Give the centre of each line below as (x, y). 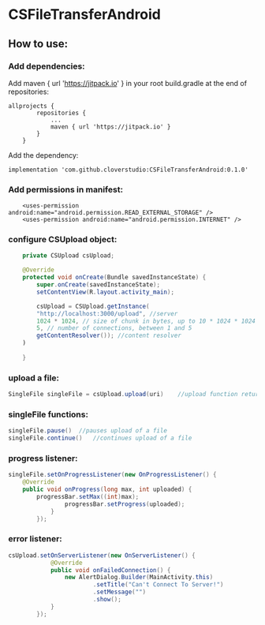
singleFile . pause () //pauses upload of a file (88, 431)
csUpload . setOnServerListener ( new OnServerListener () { (102, 555)
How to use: (38, 44)
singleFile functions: (49, 414)
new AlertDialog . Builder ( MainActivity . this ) (139, 578)
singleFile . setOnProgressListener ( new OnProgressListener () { (112, 475)
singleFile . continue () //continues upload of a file (100, 438)
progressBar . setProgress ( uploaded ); (125, 504)
